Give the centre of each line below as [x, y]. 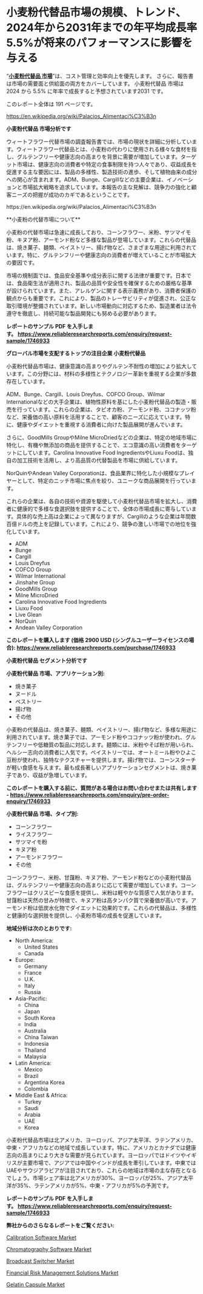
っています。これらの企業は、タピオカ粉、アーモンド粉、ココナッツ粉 [109, 409]
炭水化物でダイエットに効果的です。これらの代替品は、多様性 [120, 907]
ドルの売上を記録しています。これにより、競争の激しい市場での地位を [104, 524]
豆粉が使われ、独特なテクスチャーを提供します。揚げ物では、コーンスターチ [101, 760]
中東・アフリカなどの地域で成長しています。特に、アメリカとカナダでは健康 [101, 1147]
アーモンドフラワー [39, 857]
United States [41, 947]
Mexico [33, 1069]
